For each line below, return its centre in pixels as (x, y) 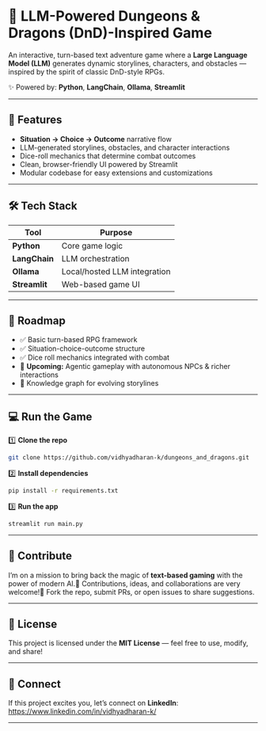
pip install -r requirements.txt (63, 491)
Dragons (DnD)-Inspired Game (110, 33)
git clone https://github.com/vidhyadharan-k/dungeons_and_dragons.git (129, 458)
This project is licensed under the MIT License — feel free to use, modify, (128, 643)
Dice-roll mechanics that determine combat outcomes (108, 156)
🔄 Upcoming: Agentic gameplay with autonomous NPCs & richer (125, 367)
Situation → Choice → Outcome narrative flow (95, 139)
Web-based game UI (101, 284)
